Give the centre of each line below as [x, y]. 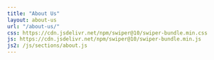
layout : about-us [32, 20]
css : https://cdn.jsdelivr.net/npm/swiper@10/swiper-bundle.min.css [107, 33]
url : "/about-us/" [33, 26]
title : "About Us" [33, 13]
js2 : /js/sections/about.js [47, 46]
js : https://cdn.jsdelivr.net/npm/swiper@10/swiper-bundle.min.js [104, 39]
